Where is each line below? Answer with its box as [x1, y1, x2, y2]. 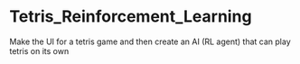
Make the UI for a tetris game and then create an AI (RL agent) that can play [9, 36, 291, 47]
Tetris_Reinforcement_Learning [9, 6, 252, 27]
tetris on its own [9, 45, 70, 56]
